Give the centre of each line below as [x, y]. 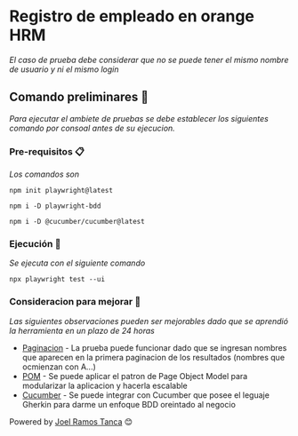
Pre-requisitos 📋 [47, 151]
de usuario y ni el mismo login [64, 69]
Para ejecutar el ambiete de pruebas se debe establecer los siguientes [139, 118]
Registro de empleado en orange [132, 16]
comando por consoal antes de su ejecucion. [92, 128]
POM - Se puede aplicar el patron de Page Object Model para [135, 376]
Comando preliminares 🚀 [79, 97]
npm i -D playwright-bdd [55, 206]
